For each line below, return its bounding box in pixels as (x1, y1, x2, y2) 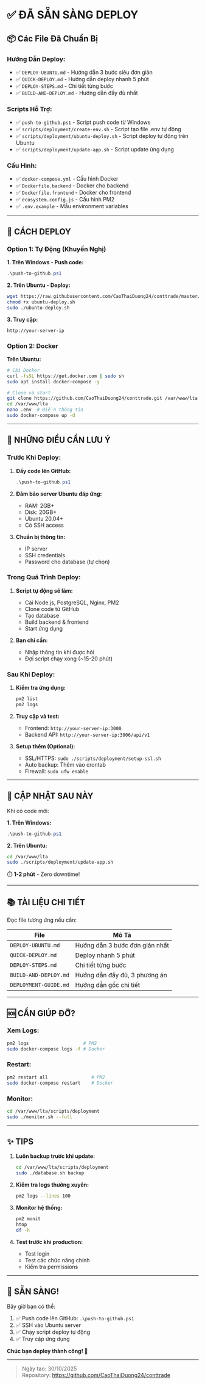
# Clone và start (7, 389, 51, 396)
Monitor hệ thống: (15, 1204, 63, 1212)
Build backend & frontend (24, 618, 89, 626)
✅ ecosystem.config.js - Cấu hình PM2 (15, 196, 115, 203)
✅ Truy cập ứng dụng (15, 1335, 70, 1342)
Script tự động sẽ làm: (15, 587, 73, 594)
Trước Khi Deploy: (7, 454, 61, 462)
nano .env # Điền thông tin (7, 407, 84, 413)
